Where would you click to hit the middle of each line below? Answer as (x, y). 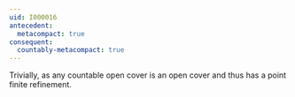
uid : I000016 (33, 17)
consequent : (31, 42)
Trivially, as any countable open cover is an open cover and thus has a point (147, 75)
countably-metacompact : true (71, 50)
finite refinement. (41, 85)
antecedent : (31, 26)
